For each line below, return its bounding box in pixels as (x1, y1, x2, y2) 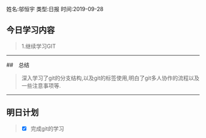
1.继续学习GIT (21, 42, 56, 50)
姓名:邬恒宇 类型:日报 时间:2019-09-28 (6, 6, 104, 12)
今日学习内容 (6, 25, 55, 36)
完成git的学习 (30, 125, 64, 132)
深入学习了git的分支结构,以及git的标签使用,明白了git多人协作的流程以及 (21, 74, 200, 82)
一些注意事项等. (21, 82, 61, 89)
